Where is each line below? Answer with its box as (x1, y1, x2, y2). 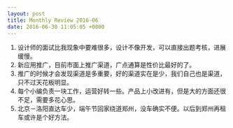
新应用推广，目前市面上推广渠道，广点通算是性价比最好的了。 (17, 61, 196, 69)
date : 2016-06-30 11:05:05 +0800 (7, 23, 105, 30)
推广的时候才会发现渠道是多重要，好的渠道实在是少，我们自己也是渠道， (17, 69, 226, 78)
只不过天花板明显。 (17, 78, 73, 87)
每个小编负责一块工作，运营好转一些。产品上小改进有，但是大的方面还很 (17, 87, 226, 95)
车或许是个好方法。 (17, 113, 73, 122)
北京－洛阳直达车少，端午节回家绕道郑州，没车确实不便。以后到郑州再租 (17, 104, 226, 113)
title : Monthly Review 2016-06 (7, 17, 99, 24)
